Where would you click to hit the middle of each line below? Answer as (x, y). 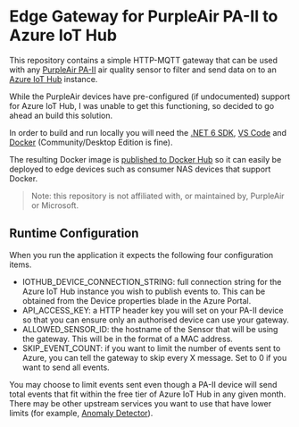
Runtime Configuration (74, 234)
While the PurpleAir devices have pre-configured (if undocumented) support (150, 96)
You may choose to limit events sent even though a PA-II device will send (143, 384)
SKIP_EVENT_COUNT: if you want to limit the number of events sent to (151, 348)
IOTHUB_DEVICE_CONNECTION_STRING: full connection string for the (152, 281)
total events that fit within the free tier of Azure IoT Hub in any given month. (148, 394)
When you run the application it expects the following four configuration (141, 255)
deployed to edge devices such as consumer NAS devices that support (140, 169)
